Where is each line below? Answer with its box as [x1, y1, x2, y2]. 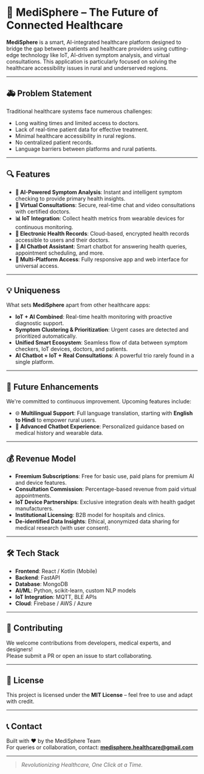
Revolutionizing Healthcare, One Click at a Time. [21, 761, 143, 769]
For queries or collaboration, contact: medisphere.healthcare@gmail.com [6, 744, 194, 751]
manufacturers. [15, 505, 54, 512]
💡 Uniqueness [6, 285, 61, 295]
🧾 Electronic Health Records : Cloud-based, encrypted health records [15, 230, 189, 237]
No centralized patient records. [15, 139, 93, 146]
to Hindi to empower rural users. [15, 416, 97, 424]
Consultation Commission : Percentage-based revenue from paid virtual [15, 485, 197, 493]
